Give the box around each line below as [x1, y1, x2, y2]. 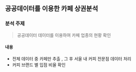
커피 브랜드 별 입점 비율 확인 [12, 62, 66, 68]
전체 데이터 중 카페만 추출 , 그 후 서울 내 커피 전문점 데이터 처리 [12, 56, 132, 61]
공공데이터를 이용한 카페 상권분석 [5, 4, 98, 13]
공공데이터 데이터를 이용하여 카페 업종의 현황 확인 [17, 32, 111, 38]
